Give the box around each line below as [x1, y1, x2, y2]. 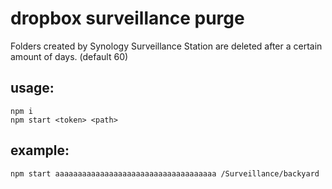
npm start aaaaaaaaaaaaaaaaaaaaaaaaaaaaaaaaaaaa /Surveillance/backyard [10, 168, 320, 179]
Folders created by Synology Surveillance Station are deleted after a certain [10, 40, 323, 52]
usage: [10, 80, 55, 97]
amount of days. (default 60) [10, 50, 129, 62]
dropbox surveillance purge [10, 7, 245, 30]
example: [10, 142, 70, 159]
